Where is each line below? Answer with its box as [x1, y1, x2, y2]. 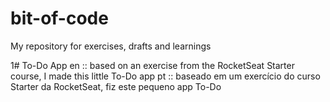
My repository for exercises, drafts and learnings [10, 40, 212, 52]
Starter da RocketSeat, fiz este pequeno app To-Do [10, 80, 222, 92]
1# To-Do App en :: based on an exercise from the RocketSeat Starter [10, 59, 295, 71]
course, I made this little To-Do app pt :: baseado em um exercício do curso [10, 70, 321, 82]
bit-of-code [10, 7, 109, 30]
